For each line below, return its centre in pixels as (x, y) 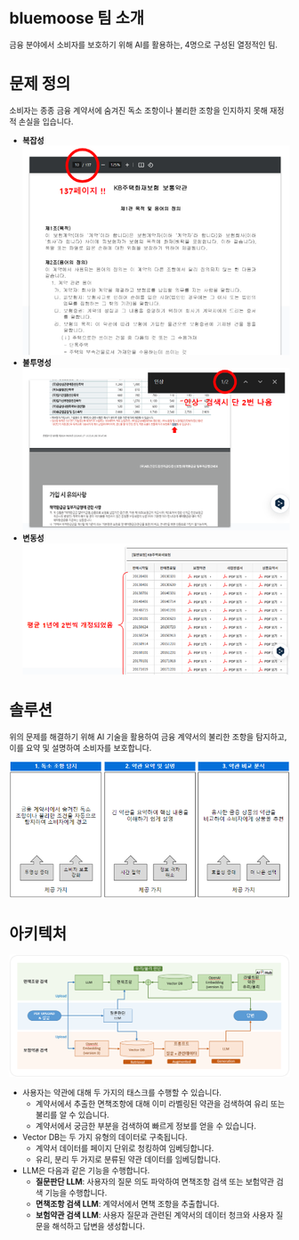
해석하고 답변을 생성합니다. (98, 1226)
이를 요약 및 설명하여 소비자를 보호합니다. (81, 747)
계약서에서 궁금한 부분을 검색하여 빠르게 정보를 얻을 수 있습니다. (145, 1126)
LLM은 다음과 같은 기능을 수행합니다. (86, 1170)
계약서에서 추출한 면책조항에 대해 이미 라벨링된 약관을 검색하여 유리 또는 (160, 1103)
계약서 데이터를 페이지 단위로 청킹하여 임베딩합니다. (125, 1148)
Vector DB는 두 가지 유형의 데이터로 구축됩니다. (105, 1137)
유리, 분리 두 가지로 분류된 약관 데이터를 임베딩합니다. (128, 1159)
